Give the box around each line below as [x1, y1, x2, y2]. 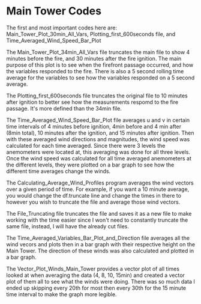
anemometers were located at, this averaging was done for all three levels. [6, 148, 191, 156]
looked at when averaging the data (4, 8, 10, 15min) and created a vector [6, 272, 185, 279]
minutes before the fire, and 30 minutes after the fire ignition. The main [6, 55, 182, 62]
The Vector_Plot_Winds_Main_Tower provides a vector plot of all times [6, 265, 180, 272]
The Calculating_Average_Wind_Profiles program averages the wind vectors [6, 179, 194, 186]
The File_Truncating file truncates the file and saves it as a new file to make [6, 210, 192, 217]
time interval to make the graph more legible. [6, 290, 117, 298]
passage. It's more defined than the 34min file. [6, 105, 122, 112]
